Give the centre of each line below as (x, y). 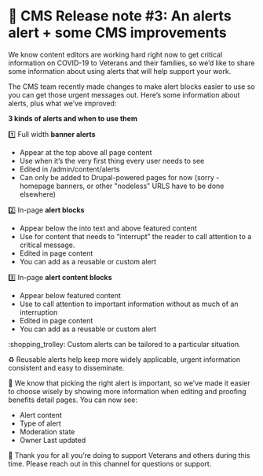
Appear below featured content (70, 295)
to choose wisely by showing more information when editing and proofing (127, 391)
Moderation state (47, 431)
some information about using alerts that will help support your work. (120, 71)
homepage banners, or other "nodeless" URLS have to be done (122, 186)
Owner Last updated (53, 440)
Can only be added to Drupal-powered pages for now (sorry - (119, 177)
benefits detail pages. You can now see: (73, 400)
